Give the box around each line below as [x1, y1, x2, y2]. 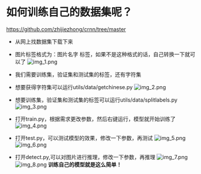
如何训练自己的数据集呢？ [6, 5, 133, 19]
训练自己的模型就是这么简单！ [47, 161, 122, 168]
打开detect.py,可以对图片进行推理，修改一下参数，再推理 [14, 153, 156, 160]
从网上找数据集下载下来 [14, 38, 73, 45]
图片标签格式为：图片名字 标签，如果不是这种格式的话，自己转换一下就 [14, 50, 190, 57]
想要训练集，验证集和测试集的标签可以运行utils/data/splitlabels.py [14, 96, 178, 103]
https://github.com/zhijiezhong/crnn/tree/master [6, 25, 126, 33]
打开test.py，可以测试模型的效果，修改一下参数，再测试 [14, 134, 153, 141]
